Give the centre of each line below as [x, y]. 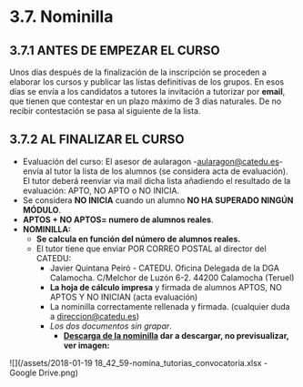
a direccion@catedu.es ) [95, 316]
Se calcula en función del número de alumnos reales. [138, 239]
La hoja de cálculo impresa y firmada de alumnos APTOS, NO [166, 287]
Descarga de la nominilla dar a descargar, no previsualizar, [176, 335]
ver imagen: [86, 345]
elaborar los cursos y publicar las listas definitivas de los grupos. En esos [147, 82]
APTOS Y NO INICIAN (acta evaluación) [124, 297]
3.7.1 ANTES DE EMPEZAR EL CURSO [115, 51]
